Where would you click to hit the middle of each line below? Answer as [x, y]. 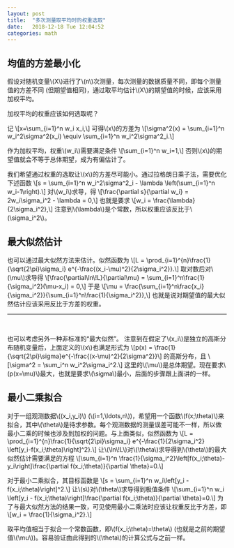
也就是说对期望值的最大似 [189, 295]
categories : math [32, 33]
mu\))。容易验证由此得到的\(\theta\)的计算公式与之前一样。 [104, 538]
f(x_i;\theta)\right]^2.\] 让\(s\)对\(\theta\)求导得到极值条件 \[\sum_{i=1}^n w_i [116, 489]
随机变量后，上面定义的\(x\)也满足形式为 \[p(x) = [83, 347]
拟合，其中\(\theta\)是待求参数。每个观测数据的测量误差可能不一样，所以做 [115, 424]
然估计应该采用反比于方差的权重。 [56, 304]
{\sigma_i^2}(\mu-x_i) [38, 286]
